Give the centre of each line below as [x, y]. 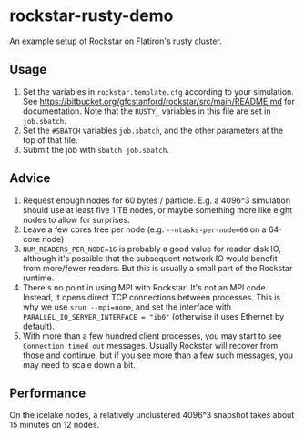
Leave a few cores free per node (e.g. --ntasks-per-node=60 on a [144, 229]
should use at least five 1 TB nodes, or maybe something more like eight [157, 209]
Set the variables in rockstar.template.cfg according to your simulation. [158, 91]
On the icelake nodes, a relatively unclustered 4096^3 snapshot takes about [152, 415]
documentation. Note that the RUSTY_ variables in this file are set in [147, 111]
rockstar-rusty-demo [91, 16]
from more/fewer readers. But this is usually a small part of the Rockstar [157, 268]
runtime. [38, 278]
